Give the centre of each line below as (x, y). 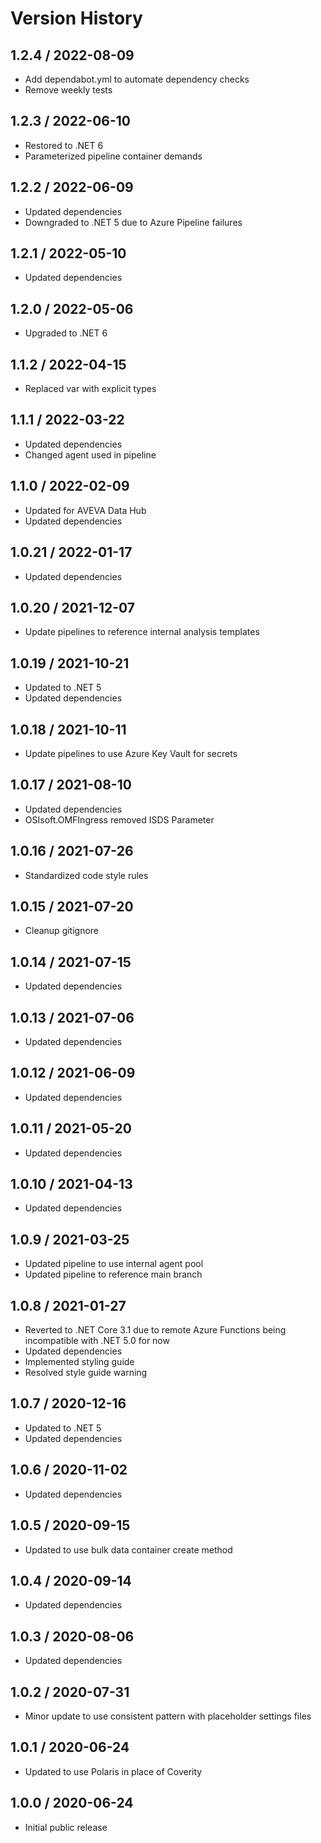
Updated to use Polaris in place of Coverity (113, 1771)
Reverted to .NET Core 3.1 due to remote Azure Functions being (155, 1330)
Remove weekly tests (68, 90)
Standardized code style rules (86, 875)
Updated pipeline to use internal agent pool (114, 1264)
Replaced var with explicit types (90, 389)
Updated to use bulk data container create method (128, 1549)
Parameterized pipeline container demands (113, 156)
